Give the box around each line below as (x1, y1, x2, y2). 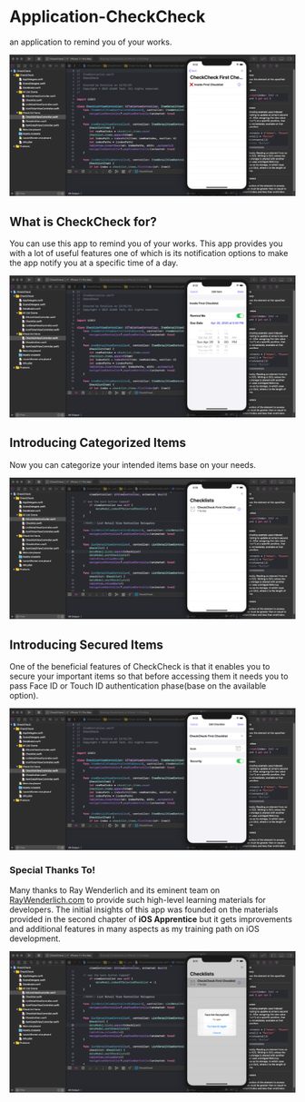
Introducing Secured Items (9, 637, 163, 652)
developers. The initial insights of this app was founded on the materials (9, 904, 279, 915)
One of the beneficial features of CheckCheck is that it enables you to (9, 660, 271, 671)
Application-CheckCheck (9, 6, 206, 27)
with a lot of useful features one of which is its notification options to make (9, 248, 289, 259)
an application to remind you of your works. (9, 36, 172, 47)
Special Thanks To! (9, 864, 96, 877)
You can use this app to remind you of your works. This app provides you (9, 238, 283, 249)
